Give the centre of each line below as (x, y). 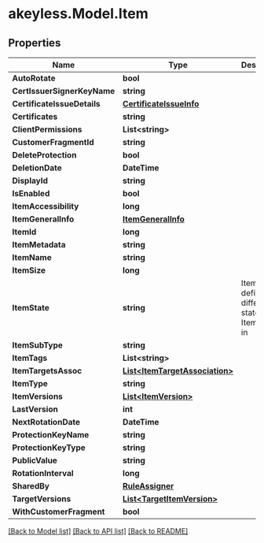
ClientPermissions (47, 129)
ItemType (30, 383)
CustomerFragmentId (53, 142)
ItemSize (29, 270)
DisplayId (30, 180)
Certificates (35, 117)
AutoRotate (34, 78)
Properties (35, 43)
